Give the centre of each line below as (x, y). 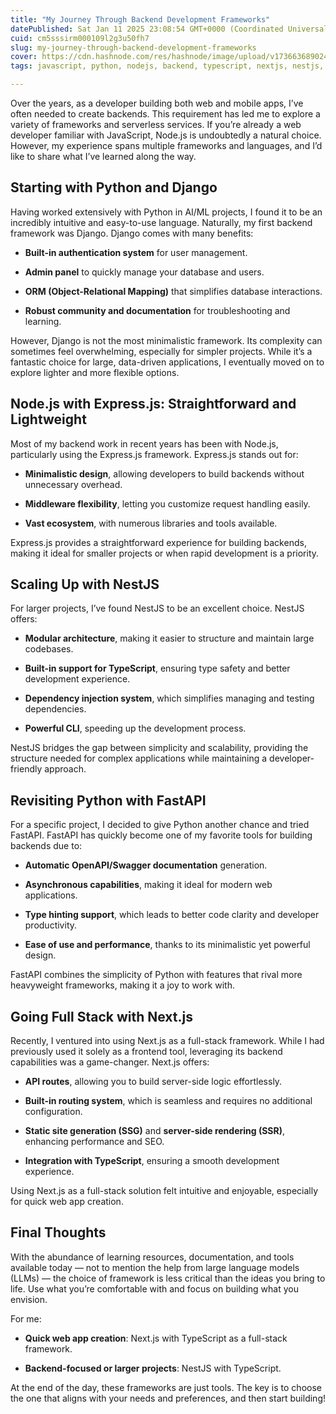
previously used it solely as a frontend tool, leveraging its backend (146, 1052)
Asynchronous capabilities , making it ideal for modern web (148, 885)
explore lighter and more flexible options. (95, 372)
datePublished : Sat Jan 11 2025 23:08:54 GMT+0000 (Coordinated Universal (169, 29)
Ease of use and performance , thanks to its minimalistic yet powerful (167, 945)
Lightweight (48, 419)
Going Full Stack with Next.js (102, 1016)
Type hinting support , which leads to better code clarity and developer (172, 915)
